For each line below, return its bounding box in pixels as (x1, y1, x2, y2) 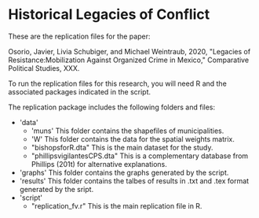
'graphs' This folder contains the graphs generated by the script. (19, 168, 229, 177)
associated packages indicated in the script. (8, 87, 151, 96)
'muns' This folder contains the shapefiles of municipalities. (31, 126, 224, 135)
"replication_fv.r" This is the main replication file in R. (31, 201, 202, 210)
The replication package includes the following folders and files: (8, 102, 216, 112)
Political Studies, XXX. (8, 63, 80, 72)
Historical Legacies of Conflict (8, 6, 210, 24)
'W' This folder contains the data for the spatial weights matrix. (31, 134, 235, 143)
